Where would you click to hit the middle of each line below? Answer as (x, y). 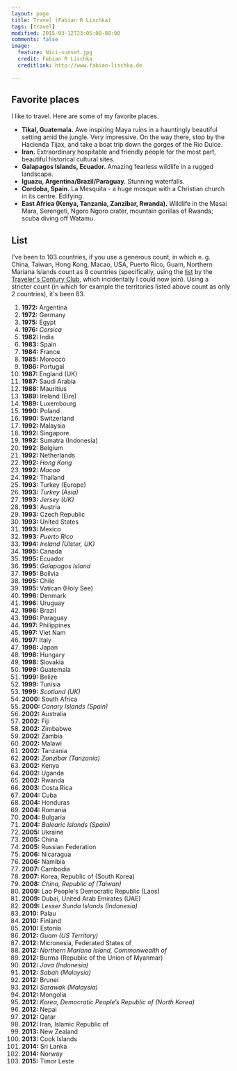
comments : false (35, 40)
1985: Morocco (43, 360)
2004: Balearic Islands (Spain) (66, 825)
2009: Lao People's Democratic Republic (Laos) (91, 892)
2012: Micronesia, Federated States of (76, 943)
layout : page (30, 14)
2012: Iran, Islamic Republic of (65, 1024)
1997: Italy (36, 640)
